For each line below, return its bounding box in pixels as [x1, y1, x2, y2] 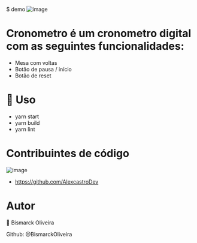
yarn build [14, 119, 40, 126]
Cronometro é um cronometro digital [6, 27, 192, 40]
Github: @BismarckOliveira [6, 230, 72, 238]
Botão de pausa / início [14, 65, 72, 73]
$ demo [6, 6, 26, 13]
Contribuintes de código [6, 147, 130, 160]
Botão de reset [14, 72, 52, 79]
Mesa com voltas [14, 59, 57, 66]
